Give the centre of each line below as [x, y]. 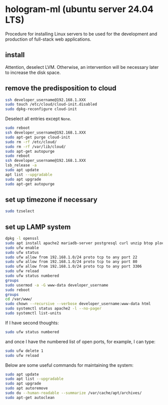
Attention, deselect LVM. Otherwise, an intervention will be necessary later [82, 67]
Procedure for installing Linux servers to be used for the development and [81, 34]
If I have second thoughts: [32, 323]
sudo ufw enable [22, 248]
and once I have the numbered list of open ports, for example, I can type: [80, 341]
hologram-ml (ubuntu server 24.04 [79, 9]
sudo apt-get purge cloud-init [38, 137]
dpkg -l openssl [22, 239]
